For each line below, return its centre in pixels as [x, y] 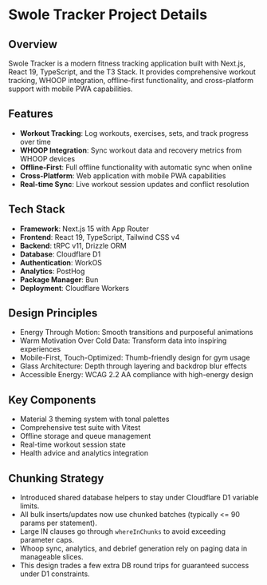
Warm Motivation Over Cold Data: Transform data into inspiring [123, 340]
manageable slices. [51, 557]
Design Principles [53, 313]
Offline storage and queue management [85, 436]
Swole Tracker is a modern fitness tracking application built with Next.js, [127, 63]
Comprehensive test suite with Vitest [80, 428]
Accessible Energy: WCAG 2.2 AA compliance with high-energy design [136, 375]
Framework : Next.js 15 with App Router [84, 229]
